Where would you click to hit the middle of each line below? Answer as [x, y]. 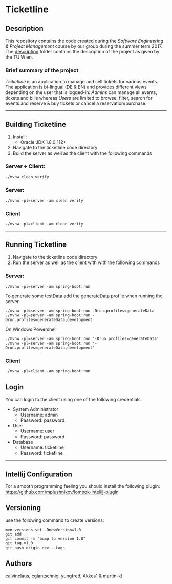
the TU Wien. [19, 57]
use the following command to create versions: [55, 520]
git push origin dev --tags [35, 548]
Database [23, 442]
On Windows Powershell [31, 329]
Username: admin [39, 415]
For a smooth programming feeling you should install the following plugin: [83, 486]
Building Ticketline [36, 124]
